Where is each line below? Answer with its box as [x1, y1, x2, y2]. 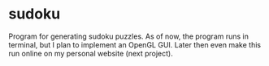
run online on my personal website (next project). [8, 48, 173, 58]
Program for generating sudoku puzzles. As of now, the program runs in [8, 31, 249, 41]
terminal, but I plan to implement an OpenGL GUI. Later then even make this [8, 39, 262, 49]
